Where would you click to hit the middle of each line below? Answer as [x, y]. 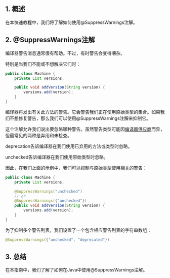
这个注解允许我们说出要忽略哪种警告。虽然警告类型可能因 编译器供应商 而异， [85, 129]
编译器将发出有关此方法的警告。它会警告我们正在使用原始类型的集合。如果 [83, 112]
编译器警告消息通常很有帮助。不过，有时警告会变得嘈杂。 [65, 53]
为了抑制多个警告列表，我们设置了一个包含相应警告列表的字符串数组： [78, 230]
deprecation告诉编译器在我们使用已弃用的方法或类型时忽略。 [69, 146]
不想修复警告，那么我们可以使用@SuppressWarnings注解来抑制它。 [80, 118]
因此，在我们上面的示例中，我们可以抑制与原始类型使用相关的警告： [76, 168]
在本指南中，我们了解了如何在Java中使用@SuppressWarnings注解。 [76, 270]
